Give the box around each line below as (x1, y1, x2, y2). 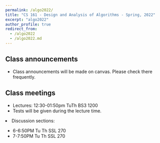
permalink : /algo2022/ (5, 7, 53, 13)
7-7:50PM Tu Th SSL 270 (12, 133, 66, 139)
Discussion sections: (12, 117, 55, 124)
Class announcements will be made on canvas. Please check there (12, 68, 152, 75)
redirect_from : (5, 27, 38, 32)
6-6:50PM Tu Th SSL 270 (12, 127, 66, 133)
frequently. (12, 74, 36, 80)
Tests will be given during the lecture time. (12, 108, 102, 114)
